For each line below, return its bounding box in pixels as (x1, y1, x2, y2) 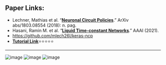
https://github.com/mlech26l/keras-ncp (12, 32, 93, 38)
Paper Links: (5, 4, 44, 12)
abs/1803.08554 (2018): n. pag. (12, 22, 77, 28)
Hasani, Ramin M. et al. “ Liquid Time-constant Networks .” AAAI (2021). (12, 27, 159, 33)
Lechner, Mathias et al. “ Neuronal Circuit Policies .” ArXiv (12, 17, 129, 23)
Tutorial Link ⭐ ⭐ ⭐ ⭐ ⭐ (12, 38, 54, 44)
